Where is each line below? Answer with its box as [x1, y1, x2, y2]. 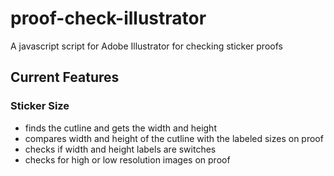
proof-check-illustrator [10, 7, 207, 30]
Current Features [10, 69, 120, 86]
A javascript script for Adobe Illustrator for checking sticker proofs [10, 40, 283, 52]
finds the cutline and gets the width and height [24, 122, 217, 134]
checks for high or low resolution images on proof [24, 153, 231, 166]
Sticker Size [10, 99, 70, 113]
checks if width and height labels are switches [24, 143, 217, 155]
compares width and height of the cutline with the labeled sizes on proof [24, 132, 324, 144]
